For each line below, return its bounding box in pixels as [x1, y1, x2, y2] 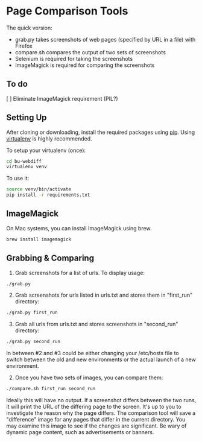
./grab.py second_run [6, 339, 61, 345]
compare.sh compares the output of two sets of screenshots [14, 48, 166, 55]
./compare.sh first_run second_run [6, 386, 96, 392]
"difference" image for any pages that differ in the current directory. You [6, 416, 186, 423]
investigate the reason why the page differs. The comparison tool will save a [6, 409, 196, 417]
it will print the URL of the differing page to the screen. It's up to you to [6, 403, 182, 411]
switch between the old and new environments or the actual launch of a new [6, 356, 196, 363]
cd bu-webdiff [6, 158, 42, 164]
